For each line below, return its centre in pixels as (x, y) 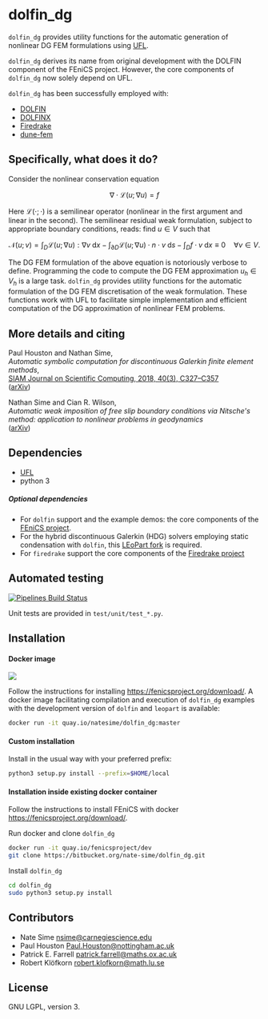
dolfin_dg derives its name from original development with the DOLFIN (125, 61)
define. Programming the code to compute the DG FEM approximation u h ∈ (133, 272)
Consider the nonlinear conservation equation (84, 178)
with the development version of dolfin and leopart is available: (114, 709)
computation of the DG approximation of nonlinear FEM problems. (117, 309)
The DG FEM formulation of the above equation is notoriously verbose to (128, 262)
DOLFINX (35, 117)
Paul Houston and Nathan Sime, (61, 353)
